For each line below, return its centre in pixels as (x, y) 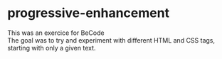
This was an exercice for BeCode (56, 33)
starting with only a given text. (52, 48)
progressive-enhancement (88, 13)
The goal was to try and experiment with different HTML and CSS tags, (111, 40)
